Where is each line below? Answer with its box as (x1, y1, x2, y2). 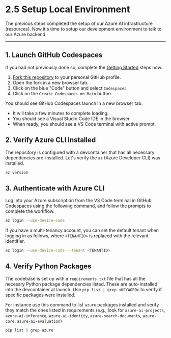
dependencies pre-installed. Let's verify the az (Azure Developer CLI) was (5, 154, 160, 161)
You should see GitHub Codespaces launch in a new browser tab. (5, 100, 143, 106)
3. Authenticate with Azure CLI (5, 184, 105, 192)
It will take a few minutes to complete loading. (12, 110, 109, 116)
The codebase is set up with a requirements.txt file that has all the (5, 275, 146, 281)
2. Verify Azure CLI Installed (5, 136, 96, 145)
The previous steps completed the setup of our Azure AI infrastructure (5, 20, 153, 26)
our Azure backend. (5, 31, 47, 37)
